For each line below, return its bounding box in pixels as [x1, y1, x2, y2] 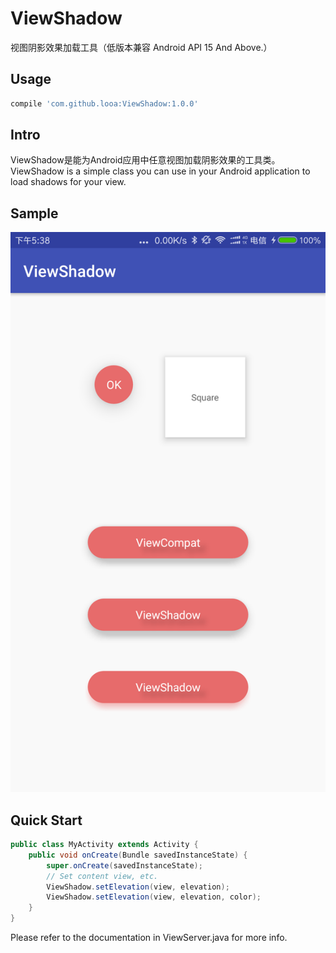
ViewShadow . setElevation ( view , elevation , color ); [46, 892, 262, 902]
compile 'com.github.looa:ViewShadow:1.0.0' [10, 98, 199, 109]
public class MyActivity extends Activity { [10, 840, 199, 850]
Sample [10, 205, 59, 222]
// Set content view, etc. [46, 871, 159, 881]
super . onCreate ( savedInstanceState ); [46, 860, 203, 871]
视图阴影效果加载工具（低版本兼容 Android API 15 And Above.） [10, 41, 273, 53]
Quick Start [10, 812, 83, 829]
